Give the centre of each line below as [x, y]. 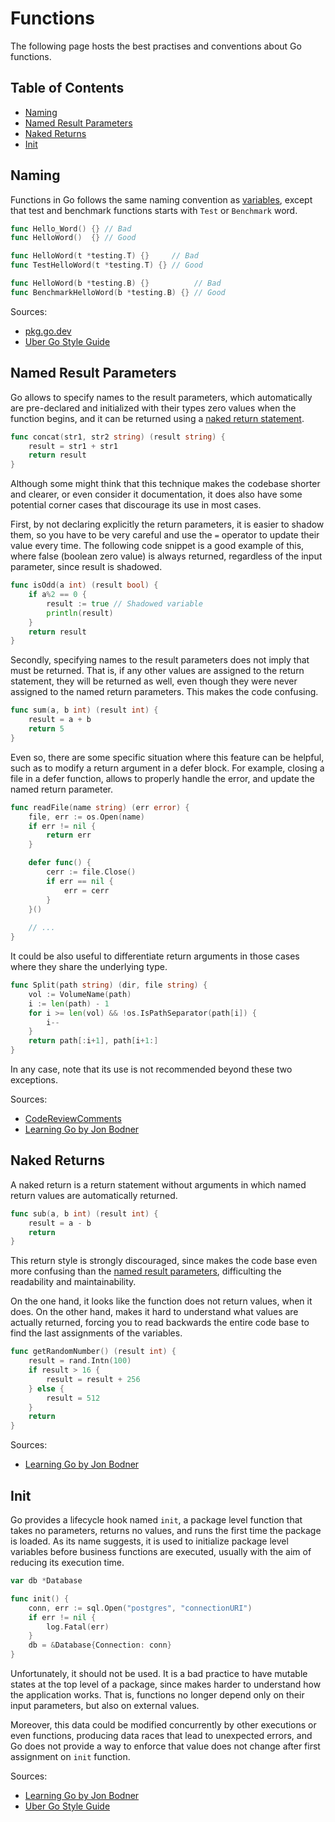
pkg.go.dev [48, 331]
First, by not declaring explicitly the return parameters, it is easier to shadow [167, 524]
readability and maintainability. [73, 1282]
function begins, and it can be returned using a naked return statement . [157, 418]
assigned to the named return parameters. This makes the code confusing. [164, 692]
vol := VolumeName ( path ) [80, 994]
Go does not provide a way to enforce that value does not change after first [165, 1746]
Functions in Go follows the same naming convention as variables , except [161, 199]
